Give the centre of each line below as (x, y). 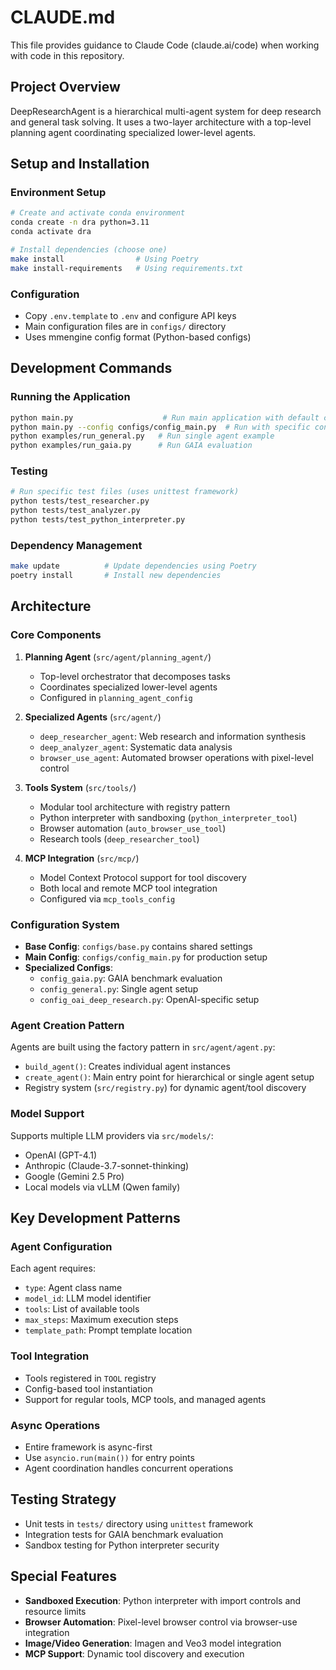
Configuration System (65, 924)
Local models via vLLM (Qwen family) (102, 1187)
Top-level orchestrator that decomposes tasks (135, 676)
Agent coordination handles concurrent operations (129, 1468)
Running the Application (70, 397)
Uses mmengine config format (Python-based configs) (138, 337)
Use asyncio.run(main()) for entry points (109, 1457)
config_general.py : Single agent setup (119, 989)
